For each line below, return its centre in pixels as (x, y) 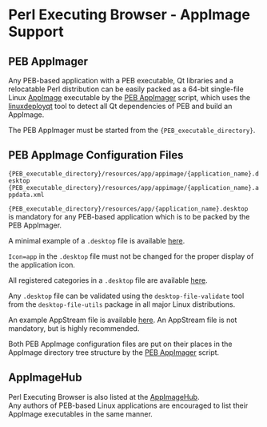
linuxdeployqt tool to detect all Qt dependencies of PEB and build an (120, 106)
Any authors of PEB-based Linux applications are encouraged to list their (128, 405)
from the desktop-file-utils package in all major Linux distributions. (122, 304)
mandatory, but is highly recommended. (74, 328)
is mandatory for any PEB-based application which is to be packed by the (129, 216)
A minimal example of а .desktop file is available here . (97, 240)
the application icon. (42, 264)
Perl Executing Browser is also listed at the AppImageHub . (104, 397)
